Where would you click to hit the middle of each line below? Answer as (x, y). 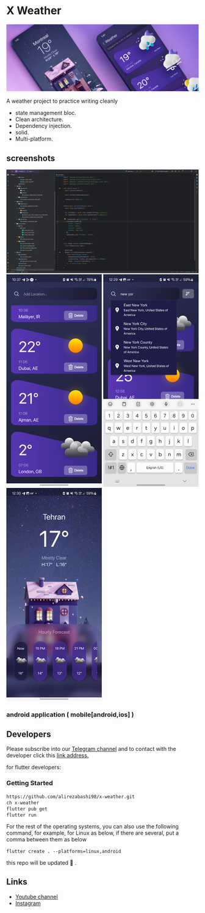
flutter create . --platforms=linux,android (64, 851)
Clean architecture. (39, 119)
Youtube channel (36, 896)
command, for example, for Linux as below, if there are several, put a (92, 833)
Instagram (28, 903)
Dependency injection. (43, 126)
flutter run (21, 815)
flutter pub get (27, 809)
